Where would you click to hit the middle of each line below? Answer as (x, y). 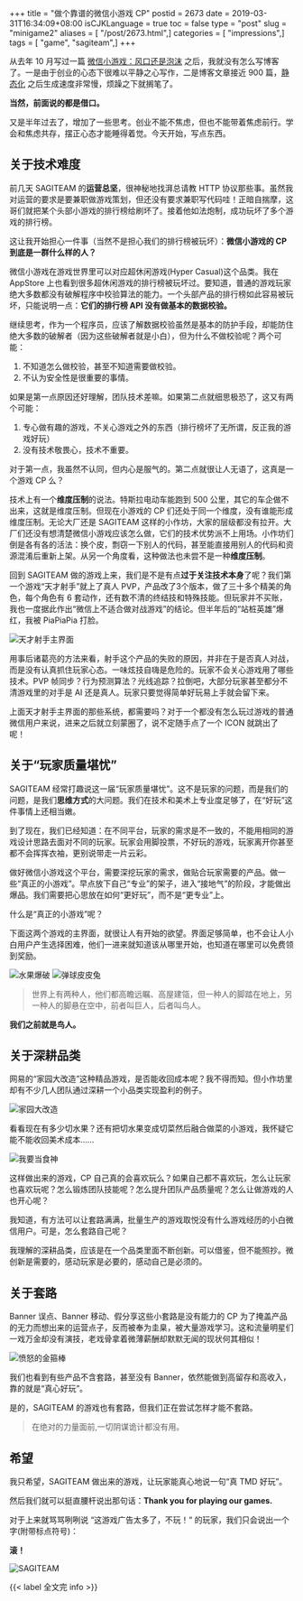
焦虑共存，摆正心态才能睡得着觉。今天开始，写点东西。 (128, 133)
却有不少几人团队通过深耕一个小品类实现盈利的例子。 (108, 1090)
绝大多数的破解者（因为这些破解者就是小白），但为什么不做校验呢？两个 (142, 336)
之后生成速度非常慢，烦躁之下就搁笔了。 (102, 83)
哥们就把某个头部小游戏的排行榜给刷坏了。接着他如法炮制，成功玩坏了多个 (147, 210)
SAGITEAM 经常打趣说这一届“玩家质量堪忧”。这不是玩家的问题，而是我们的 (149, 789)
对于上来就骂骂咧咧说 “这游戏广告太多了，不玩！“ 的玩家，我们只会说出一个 (150, 1520)
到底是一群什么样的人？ (53, 252)
